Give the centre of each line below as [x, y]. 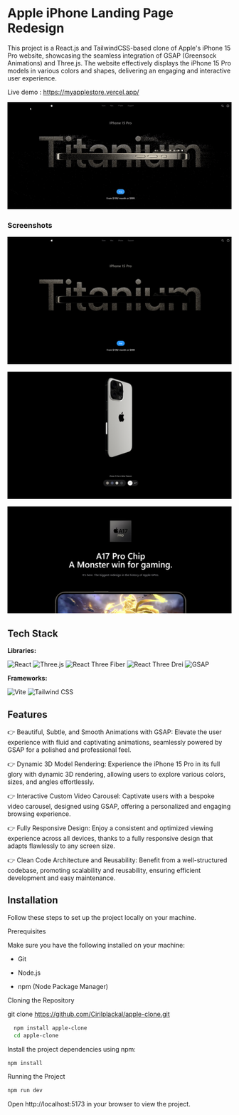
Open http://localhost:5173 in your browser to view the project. [99, 1104]
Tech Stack [33, 633]
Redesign [36, 28]
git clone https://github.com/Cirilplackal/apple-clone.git [89, 1014]
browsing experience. [39, 814]
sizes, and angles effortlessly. [51, 782]
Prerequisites [27, 931]
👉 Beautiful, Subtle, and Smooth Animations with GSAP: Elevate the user [115, 732]
